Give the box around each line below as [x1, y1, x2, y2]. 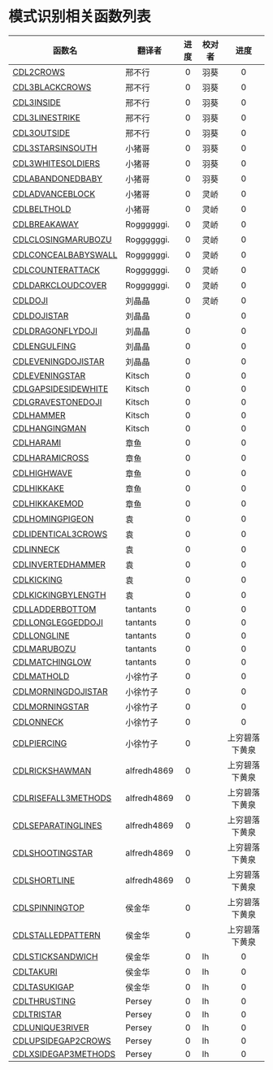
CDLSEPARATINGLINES [12, 820, 103, 831]
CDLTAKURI [12, 966, 58, 977]
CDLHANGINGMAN [12, 422, 87, 434]
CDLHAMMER [12, 409, 67, 421]
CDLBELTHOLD [12, 203, 71, 214]
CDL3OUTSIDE [12, 127, 71, 138]
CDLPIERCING [12, 737, 67, 748]
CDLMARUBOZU [12, 643, 76, 654]
